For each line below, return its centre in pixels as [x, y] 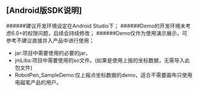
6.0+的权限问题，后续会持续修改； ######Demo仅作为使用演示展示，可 [99, 33]
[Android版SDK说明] [44, 11]
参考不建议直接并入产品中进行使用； [50, 41]
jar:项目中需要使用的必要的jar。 [53, 53]
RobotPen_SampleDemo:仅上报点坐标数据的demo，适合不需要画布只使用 [103, 75]
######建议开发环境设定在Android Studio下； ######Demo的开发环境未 [96, 26]
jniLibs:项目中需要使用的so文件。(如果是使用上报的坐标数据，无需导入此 [102, 60]
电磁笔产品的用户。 [38, 82]
